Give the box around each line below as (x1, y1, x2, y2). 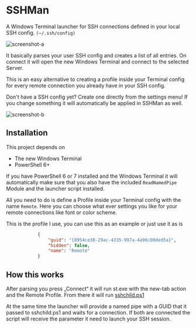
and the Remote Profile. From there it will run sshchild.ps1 (6, 291, 145, 298)
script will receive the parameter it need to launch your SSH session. (6, 315, 171, 322)
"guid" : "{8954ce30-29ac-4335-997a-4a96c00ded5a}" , (47, 237, 177, 243)
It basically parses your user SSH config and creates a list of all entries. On (6, 52, 187, 59)
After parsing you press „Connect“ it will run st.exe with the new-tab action (6, 285, 186, 292)
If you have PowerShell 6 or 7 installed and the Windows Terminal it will (6, 173, 178, 180)
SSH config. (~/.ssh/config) (6, 29, 76, 36)
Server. (6, 64, 23, 71)
